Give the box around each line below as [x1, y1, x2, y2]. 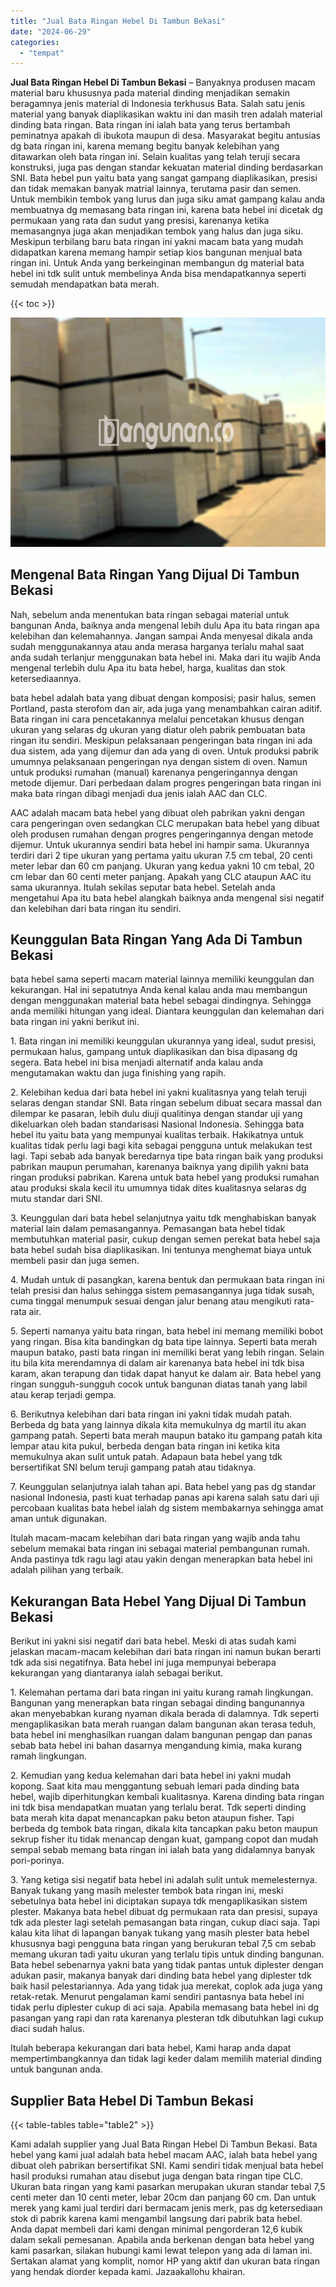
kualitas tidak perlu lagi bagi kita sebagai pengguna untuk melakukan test [10, 1140, 313, 1152]
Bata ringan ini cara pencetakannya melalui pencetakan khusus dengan [10, 713, 305, 725]
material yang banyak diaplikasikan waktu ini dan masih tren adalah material [10, 108, 323, 120]
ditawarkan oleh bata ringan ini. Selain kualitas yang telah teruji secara [10, 151, 301, 163]
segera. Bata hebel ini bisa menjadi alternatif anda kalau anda [10, 1056, 264, 1069]
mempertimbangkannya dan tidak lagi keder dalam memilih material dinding [10, 2053, 323, 2065]
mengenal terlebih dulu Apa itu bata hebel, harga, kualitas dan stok [10, 661, 286, 674]
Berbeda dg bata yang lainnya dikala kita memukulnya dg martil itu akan [10, 1419, 307, 1431]
